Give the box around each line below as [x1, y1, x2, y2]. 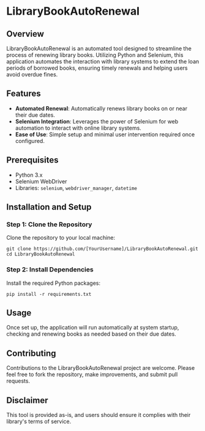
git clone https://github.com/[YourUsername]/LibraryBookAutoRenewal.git [6, 246, 199, 252]
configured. [15, 137, 45, 144]
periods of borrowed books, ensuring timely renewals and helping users [6, 64, 188, 72]
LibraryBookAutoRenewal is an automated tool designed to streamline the [6, 45, 192, 52]
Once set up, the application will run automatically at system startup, [6, 324, 179, 331]
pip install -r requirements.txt [6, 291, 92, 297]
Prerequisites [6, 155, 59, 166]
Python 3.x [15, 171, 43, 179]
